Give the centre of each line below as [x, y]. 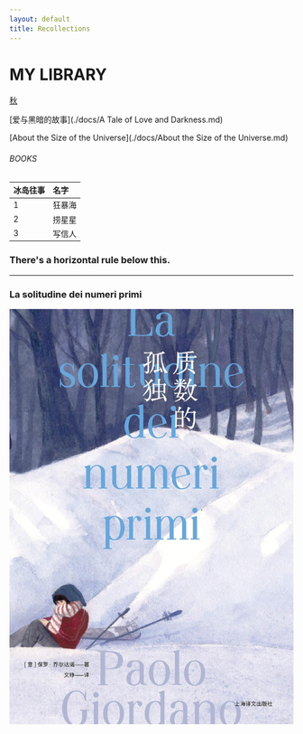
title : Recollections [50, 28]
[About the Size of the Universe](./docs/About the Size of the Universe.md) [149, 138]
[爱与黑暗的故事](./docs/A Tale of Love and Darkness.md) [116, 120]
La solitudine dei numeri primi [76, 294]
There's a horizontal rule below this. [90, 260]
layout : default [40, 19]
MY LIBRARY [58, 75]
